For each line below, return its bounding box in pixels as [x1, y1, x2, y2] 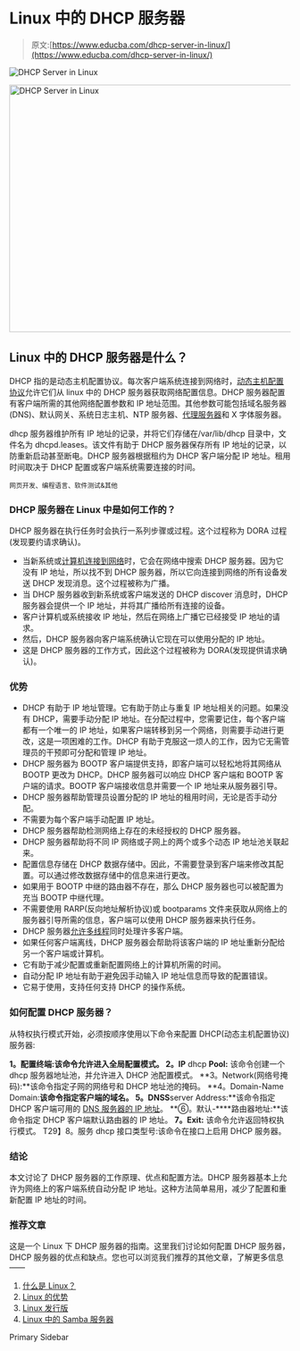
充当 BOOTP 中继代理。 [21, 893, 109, 903]
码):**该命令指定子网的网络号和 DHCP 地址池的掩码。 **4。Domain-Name [9, 1080, 284, 1091]
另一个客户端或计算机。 [21, 948, 109, 959]
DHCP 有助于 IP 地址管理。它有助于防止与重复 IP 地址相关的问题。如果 [21, 702, 281, 713]
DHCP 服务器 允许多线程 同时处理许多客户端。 [21, 926, 188, 936]
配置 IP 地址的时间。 [16, 1194, 92, 1204]
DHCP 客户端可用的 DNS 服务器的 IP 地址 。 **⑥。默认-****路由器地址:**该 [9, 1103, 288, 1113]
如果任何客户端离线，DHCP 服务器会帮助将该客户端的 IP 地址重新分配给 [21, 937, 286, 948]
